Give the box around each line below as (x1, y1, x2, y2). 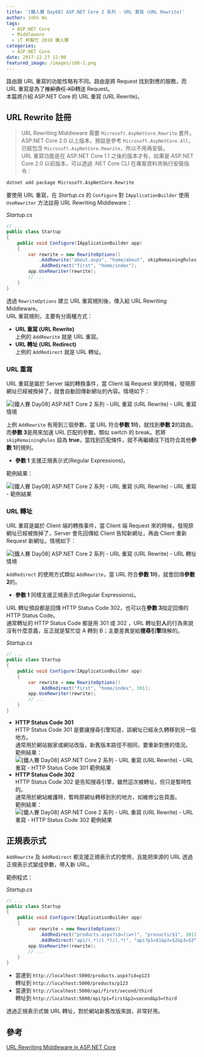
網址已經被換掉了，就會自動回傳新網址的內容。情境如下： (6, 387, 150, 395)
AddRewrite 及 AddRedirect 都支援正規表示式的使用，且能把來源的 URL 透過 (6, 853, 193, 860)
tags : (6, 20, 20, 26)
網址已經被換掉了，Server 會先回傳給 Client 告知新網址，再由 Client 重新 (6, 529, 187, 537)
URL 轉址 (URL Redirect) (15, 341, 77, 348)
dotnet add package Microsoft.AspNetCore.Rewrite (6, 180, 135, 186)
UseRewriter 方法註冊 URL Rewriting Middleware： (6, 199, 132, 207)
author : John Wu (6, 15, 47, 21)
